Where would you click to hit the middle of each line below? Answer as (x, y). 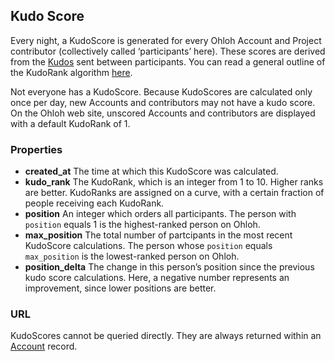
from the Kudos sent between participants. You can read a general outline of (168, 61)
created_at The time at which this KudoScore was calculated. (151, 171)
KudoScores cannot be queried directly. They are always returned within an (166, 336)
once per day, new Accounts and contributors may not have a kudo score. (163, 102)
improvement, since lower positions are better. (120, 288)
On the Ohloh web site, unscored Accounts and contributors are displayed (163, 113)
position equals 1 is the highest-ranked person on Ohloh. (142, 225)
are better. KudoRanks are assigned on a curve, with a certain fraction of (174, 193)
